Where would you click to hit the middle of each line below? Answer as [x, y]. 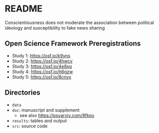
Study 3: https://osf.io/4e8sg [42, 66]
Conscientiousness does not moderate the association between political [79, 22]
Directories [23, 93]
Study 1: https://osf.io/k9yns [41, 55]
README [24, 9]
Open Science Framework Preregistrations [73, 44]
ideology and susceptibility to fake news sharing [55, 27]
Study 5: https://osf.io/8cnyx [42, 77]
